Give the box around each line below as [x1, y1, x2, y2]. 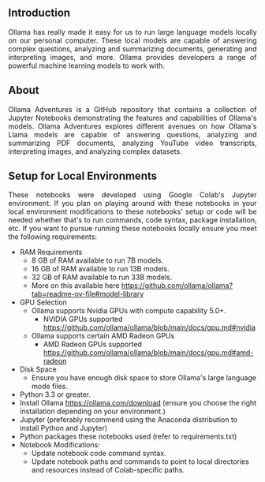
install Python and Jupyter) [19, 424, 108, 433]
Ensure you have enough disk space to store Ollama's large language [31, 373, 256, 383]
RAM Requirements [19, 248, 83, 257]
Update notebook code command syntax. [31, 449, 167, 458]
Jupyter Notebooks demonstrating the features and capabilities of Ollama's [8, 113, 257, 122]
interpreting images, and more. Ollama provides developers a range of [8, 52, 257, 62]
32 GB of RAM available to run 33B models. [31, 272, 173, 282]
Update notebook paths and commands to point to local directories [31, 457, 250, 466]
